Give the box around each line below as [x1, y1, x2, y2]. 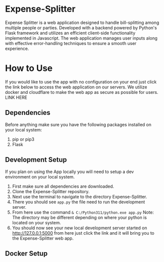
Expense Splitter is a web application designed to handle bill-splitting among [5, 20, 159, 25]
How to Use [5, 63, 53, 74]
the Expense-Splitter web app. [12, 235, 74, 241]
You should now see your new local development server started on [12, 225, 147, 231]
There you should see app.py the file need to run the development [12, 199, 145, 205]
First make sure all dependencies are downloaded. [12, 183, 114, 189]
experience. [5, 45, 29, 51]
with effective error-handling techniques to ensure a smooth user [5, 40, 137, 46]
